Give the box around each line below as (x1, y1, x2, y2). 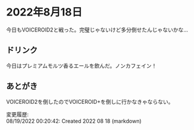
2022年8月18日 (6, 5, 83, 19)
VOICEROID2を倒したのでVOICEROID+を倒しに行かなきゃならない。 (6, 98, 174, 105)
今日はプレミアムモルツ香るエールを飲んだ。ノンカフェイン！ (6, 62, 157, 69)
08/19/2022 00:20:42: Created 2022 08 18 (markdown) (6, 117, 142, 125)
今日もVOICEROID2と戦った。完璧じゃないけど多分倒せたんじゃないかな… (6, 26, 189, 33)
